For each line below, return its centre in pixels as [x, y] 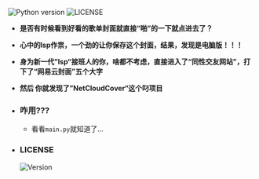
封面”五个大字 [80, 71]
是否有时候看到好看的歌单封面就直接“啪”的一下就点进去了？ [116, 28]
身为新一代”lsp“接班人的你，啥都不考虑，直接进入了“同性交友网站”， [131, 62]
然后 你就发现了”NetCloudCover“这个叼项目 [91, 88]
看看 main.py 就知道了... [67, 129]
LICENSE [36, 150]
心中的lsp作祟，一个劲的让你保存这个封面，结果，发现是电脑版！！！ [131, 45]
